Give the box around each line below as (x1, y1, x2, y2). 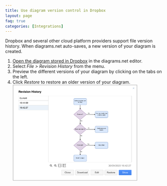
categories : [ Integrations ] (5, 24, 64, 29)
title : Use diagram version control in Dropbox (5, 8, 106, 13)
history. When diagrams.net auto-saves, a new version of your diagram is (5, 43, 156, 49)
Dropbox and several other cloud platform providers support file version (5, 38, 153, 44)
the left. (12, 74, 28, 80)
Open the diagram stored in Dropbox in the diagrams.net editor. (12, 58, 143, 64)
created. (5, 49, 22, 55)
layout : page (5, 13, 32, 18)
